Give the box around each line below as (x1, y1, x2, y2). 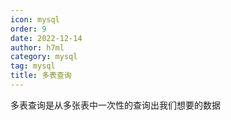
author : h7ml (10, 42, 65, 53)
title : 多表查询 (10, 71, 72, 81)
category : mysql (10, 52, 78, 62)
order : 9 (10, 24, 47, 34)
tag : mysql (10, 61, 56, 71)
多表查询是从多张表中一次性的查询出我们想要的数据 (10, 99, 221, 111)
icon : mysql (10, 14, 60, 25)
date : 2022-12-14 (10, 33, 83, 43)
